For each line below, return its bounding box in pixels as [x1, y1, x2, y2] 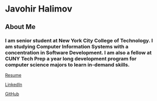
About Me [5, 23, 36, 31]
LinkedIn [5, 81, 22, 87]
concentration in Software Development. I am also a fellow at [5, 49, 152, 56]
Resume [5, 72, 22, 78]
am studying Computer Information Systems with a [5, 43, 129, 50]
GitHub [5, 91, 20, 97]
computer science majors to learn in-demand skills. [5, 61, 130, 68]
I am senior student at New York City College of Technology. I [5, 37, 153, 44]
